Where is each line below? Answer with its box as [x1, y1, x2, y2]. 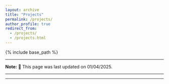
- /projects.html [10, 36, 46, 41]
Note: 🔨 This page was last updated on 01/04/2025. [5, 63, 113, 69]
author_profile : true [5, 21, 51, 27]
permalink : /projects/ [5, 17, 53, 22]
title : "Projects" [5, 12, 44, 17]
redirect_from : [5, 26, 37, 31]
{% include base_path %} [5, 49, 58, 55]
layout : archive [5, 7, 39, 13]
